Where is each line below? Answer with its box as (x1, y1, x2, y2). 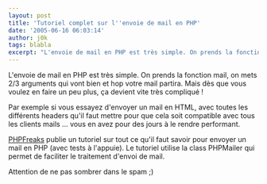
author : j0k (8, 33, 48, 42)
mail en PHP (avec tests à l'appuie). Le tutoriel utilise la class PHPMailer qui (8, 144, 255, 152)
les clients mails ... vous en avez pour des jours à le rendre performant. (8, 120, 241, 128)
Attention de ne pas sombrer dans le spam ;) (8, 167, 154, 176)
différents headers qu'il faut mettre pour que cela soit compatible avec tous (8, 111, 256, 120)
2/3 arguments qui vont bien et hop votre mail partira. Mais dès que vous (8, 79, 247, 88)
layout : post (8, 11, 52, 20)
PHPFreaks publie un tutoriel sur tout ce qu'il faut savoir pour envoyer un (8, 135, 246, 144)
